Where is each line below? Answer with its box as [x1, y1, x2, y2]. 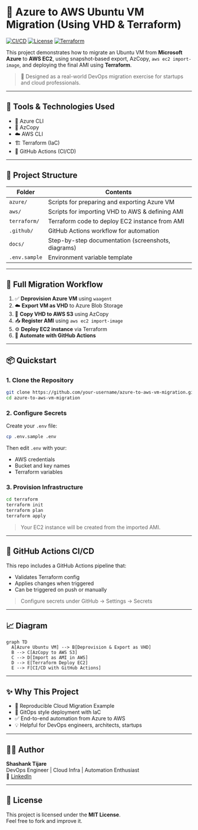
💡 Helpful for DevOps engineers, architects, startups [14, 721, 143, 728]
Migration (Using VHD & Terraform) [6, 18, 181, 31]
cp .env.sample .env [6, 434, 57, 440]
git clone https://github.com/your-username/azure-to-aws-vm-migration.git [6, 390, 196, 396]
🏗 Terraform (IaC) [14, 139, 60, 146]
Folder [16, 188, 35, 196]
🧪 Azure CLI [14, 117, 44, 125]
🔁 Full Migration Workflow [6, 279, 103, 289]
